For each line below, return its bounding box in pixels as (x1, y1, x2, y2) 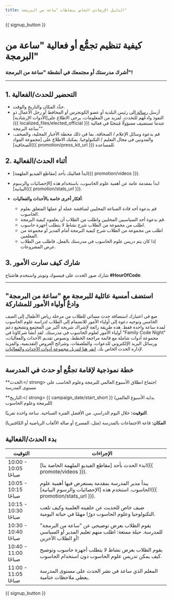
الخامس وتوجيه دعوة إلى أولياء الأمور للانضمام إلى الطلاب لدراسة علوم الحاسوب (5, 319, 158, 325)
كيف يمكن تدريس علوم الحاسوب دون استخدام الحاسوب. (40, 552, 162, 559)
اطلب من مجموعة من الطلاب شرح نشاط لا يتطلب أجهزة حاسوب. (20, 221, 145, 228)
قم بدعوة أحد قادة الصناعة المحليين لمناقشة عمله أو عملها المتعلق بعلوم (20, 205, 157, 212)
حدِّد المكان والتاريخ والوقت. (12, 103, 66, 110)
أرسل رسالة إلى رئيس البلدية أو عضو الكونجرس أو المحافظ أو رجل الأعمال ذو (12, 109, 160, 115)
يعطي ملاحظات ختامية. (40, 573, 90, 581)
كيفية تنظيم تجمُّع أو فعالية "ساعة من (5, 39, 142, 51)
